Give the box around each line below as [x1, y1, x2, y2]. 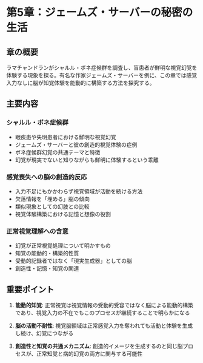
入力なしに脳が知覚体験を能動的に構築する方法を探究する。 [6, 80, 155, 86]
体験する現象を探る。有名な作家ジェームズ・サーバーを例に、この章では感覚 [6, 72, 198, 79]
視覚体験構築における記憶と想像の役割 [15, 210, 111, 217]
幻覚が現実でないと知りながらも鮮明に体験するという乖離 [15, 156, 159, 163]
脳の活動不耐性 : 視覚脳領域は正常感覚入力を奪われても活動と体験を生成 [15, 322, 193, 330]
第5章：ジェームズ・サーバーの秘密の [6, 5, 193, 19]
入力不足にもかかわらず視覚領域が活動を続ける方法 [15, 188, 143, 195]
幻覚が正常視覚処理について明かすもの [15, 242, 111, 249]
